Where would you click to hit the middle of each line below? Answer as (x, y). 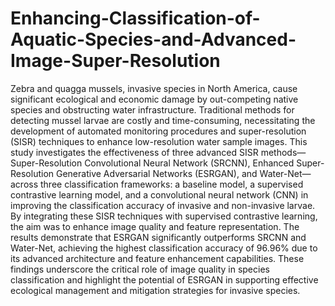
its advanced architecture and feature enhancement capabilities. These (157, 258)
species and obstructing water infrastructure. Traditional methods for (152, 109)
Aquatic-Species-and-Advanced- (153, 39)
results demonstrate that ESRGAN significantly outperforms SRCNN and (158, 237)
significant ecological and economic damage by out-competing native (154, 99)
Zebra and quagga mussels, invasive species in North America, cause (154, 88)
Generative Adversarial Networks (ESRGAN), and (156, 173)
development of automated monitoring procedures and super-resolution (158, 131)
